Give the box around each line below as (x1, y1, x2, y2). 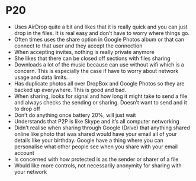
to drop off (14, 105, 41, 112)
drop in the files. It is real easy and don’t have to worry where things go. (14, 29, 190, 36)
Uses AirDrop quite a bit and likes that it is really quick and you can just (14, 23, 188, 30)
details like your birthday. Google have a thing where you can (14, 136, 163, 144)
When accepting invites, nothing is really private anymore (14, 48, 155, 55)
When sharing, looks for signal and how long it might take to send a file (14, 93, 188, 100)
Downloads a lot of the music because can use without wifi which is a (14, 61, 184, 68)
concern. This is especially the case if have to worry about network (14, 67, 179, 74)
